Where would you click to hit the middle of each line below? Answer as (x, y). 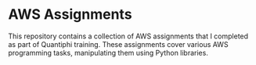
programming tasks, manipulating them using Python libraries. (108, 52)
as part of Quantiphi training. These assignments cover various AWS (118, 44)
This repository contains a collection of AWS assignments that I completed (128, 36)
